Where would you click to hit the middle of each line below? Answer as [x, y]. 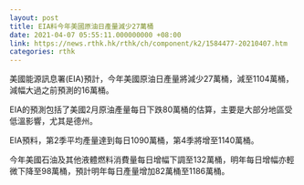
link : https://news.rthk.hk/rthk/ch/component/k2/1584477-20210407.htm [148, 43]
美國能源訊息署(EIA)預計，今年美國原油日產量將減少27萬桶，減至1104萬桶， [152, 79]
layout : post [34, 18]
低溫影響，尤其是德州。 [53, 121]
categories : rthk [42, 52]
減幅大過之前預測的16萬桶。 [62, 90]
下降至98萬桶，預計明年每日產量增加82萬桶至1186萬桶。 [123, 171]
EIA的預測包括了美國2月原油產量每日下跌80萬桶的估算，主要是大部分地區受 [151, 109]
